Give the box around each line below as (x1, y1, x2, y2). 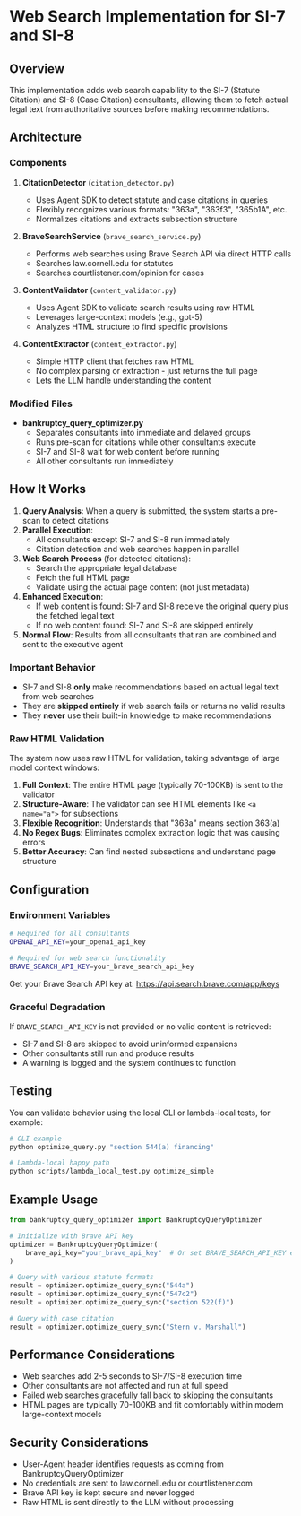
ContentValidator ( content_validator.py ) (21, 284, 176, 295)
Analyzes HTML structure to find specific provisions (35, 321, 228, 332)
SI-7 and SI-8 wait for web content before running (35, 446, 220, 456)
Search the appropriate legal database (35, 562, 177, 573)
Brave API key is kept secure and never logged (21, 1487, 195, 1498)
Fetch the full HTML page (35, 572, 130, 583)
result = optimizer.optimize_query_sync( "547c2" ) (9, 1289, 199, 1299)
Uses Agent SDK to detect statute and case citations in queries (35, 195, 269, 205)
